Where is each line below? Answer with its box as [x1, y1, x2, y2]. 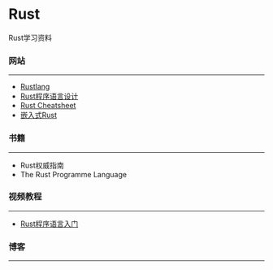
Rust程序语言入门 [19, 219, 79, 229]
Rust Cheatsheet [19, 101, 76, 111]
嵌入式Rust [19, 111, 58, 120]
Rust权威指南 [19, 160, 65, 170]
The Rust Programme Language [19, 169, 128, 179]
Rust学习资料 [8, 33, 53, 42]
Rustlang [19, 82, 50, 92]
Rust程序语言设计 [19, 91, 79, 102]
